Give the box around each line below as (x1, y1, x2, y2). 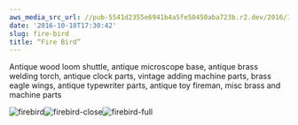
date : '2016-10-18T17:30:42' (9, 21, 117, 30)
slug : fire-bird (9, 29, 69, 38)
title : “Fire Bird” (9, 37, 82, 47)
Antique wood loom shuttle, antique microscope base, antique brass (9, 62, 259, 72)
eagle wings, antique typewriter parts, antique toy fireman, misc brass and (9, 80, 281, 91)
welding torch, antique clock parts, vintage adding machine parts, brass (9, 71, 272, 82)
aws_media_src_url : (9, 12, 82, 22)
